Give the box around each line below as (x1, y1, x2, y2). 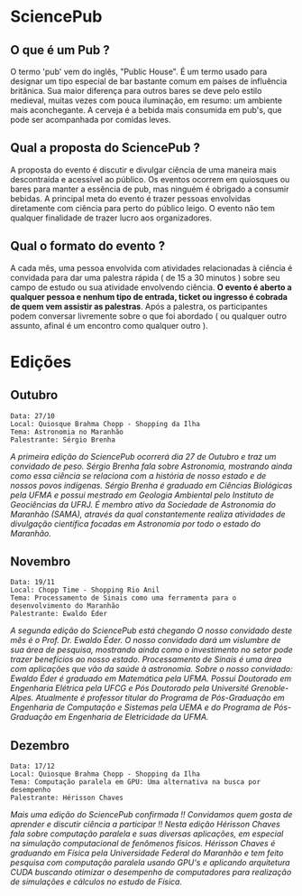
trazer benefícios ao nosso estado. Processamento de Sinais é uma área (10, 654, 282, 665)
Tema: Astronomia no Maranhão (10, 427, 124, 436)
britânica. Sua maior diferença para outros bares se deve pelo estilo (10, 86, 262, 96)
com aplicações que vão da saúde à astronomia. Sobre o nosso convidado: (10, 664, 293, 675)
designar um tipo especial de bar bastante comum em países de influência (10, 76, 288, 87)
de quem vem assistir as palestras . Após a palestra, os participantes (10, 301, 269, 312)
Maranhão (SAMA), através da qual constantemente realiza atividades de (10, 509, 287, 519)
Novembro (10, 554, 71, 570)
